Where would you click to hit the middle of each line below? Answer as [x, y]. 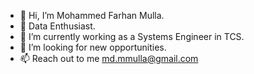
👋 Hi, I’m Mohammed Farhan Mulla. [92, 15]
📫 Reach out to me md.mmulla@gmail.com [109, 58]
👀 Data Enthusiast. [57, 26]
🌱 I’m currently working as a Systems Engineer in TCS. [132, 36]
